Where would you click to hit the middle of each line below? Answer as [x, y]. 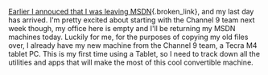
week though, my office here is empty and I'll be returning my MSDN [122, 28]
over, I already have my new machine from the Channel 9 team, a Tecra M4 [133, 45]
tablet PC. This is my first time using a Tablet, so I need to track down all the [134, 54]
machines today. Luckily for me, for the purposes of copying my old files [128, 37]
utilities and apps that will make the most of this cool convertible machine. [131, 62]
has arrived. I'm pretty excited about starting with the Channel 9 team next [132, 20]
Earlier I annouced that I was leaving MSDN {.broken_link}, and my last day [131, 12]
